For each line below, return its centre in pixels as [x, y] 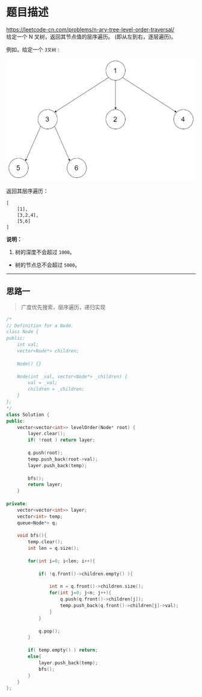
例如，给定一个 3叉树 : [33, 49]
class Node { [23, 332]
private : [17, 504]
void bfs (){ [32, 536]
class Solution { [28, 415]
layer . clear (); [47, 434]
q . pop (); [49, 631]
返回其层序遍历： [27, 191]
